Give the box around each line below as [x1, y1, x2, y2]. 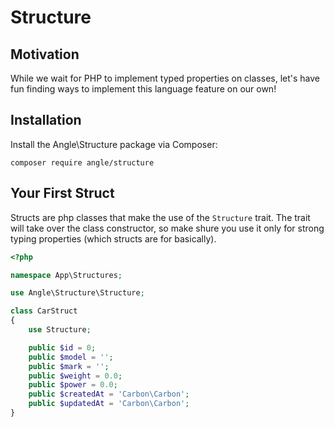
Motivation [10, 46, 80, 63]
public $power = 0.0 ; [28, 380, 118, 390]
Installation [10, 112, 82, 129]
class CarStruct [10, 306, 78, 316]
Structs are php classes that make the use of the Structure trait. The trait [10, 211, 311, 223]
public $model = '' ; [28, 352, 114, 362]
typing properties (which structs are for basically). [10, 232, 217, 245]
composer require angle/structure [10, 157, 155, 168]
